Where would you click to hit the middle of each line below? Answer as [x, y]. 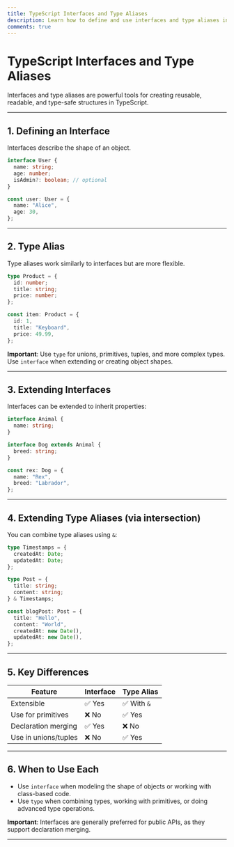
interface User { [32, 161]
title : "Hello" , [37, 618]
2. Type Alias [36, 247]
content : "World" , [40, 624]
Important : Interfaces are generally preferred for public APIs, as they [106, 822]
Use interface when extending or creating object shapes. [90, 361]
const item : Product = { [43, 315]
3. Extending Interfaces [59, 390]
